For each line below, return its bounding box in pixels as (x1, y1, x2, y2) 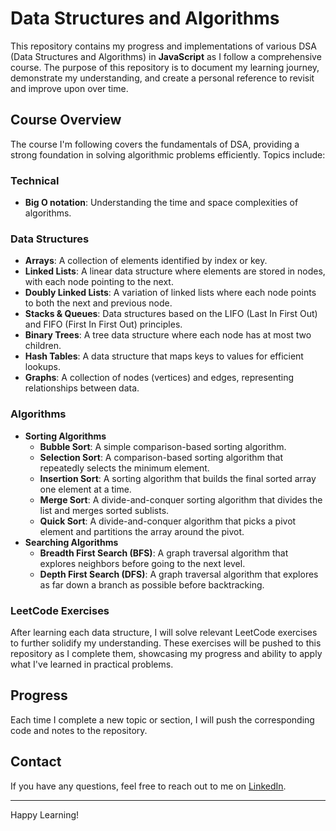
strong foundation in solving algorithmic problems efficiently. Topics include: (10, 148, 326, 161)
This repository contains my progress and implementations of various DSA (10, 40, 317, 52)
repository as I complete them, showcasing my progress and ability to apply (10, 647, 323, 659)
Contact (10, 753, 62, 771)
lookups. (24, 361, 61, 373)
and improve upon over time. (10, 82, 129, 94)
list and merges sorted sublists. (39, 504, 170, 516)
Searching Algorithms (24, 536, 119, 548)
